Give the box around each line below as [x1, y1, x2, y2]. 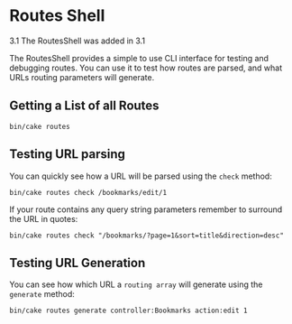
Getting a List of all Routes [9, 98, 160, 114]
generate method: [9, 289, 75, 300]
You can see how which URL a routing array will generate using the [9, 279, 263, 290]
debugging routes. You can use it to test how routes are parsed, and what [9, 62, 283, 73]
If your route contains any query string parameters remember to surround [9, 204, 283, 215]
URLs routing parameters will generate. [9, 71, 155, 82]
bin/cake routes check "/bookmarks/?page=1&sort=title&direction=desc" [9, 231, 284, 240]
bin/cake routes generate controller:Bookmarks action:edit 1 [9, 306, 248, 316]
